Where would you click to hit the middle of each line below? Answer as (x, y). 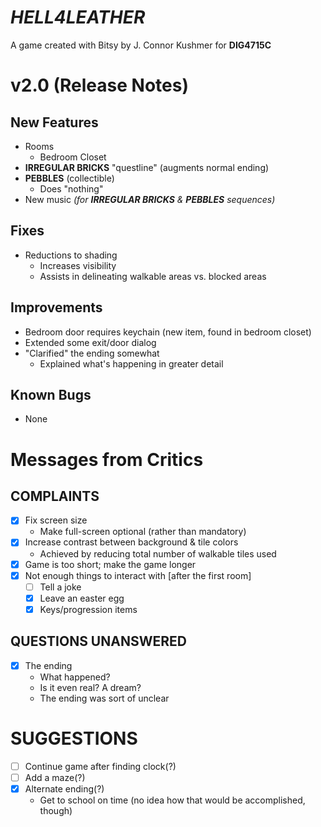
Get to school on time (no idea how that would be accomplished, (172, 800)
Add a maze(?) (55, 777)
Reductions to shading (71, 255)
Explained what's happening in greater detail (131, 363)
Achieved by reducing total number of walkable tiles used (158, 553)
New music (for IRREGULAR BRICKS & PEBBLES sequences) (150, 199)
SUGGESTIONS (74, 738)
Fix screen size (56, 520)
